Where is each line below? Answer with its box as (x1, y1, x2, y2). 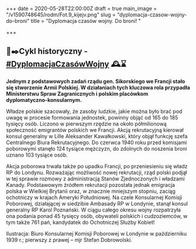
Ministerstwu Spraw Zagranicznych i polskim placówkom (6, 90, 149, 97)
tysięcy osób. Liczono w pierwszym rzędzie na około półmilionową (6, 120, 167, 127)
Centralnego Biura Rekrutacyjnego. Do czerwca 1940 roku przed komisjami (6, 139, 187, 146)
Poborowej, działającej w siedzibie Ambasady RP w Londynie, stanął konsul (6, 200, 188, 207)
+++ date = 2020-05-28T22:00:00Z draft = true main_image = (6, 5, 157, 12)
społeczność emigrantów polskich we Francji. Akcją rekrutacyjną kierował (6, 126, 184, 134)
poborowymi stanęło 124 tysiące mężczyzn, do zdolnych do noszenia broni (6, 145, 187, 152)
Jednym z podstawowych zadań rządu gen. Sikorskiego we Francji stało (6, 77, 185, 84)
